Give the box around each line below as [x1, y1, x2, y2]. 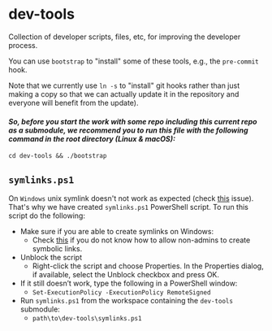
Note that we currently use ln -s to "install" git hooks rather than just [8, 81, 240, 90]
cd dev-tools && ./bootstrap [8, 152, 107, 160]
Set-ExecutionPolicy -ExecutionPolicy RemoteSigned [32, 288, 211, 297]
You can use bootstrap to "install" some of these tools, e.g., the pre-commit [8, 56, 259, 66]
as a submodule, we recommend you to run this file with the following [8, 125, 249, 135]
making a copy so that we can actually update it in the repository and [8, 89, 240, 98]
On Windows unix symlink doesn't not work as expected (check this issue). [8, 193, 254, 203]
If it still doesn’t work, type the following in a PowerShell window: [19, 278, 238, 288]
